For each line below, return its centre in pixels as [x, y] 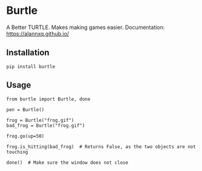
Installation [28, 53]
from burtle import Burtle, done [48, 99]
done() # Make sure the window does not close [67, 163]
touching [17, 152]
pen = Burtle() [25, 109]
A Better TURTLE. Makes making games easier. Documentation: [86, 27]
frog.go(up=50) [25, 136]
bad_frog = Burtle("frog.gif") [46, 125]
